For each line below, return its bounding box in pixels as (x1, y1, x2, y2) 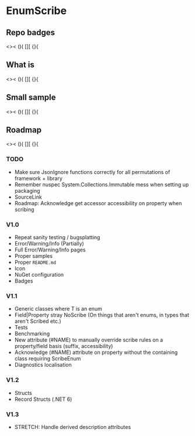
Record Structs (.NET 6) (14, 396, 72, 403)
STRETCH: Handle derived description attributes (14, 423, 131, 430)
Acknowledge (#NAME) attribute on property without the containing (14, 349, 178, 356)
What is (6, 60, 35, 70)
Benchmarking (14, 330, 50, 338)
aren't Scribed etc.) (14, 318, 61, 325)
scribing (14, 206, 34, 213)
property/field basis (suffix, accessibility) (14, 343, 113, 350)
